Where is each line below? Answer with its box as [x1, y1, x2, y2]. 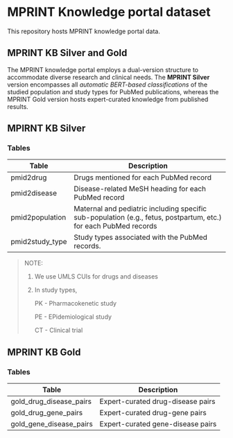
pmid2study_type [10, 237, 67, 247]
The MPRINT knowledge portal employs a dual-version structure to [7, 65, 199, 73]
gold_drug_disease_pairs [10, 396, 92, 406]
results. [7, 102, 29, 111]
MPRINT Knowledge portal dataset [7, 4, 212, 20]
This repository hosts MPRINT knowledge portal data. [7, 27, 161, 35]
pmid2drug [10, 173, 47, 182]
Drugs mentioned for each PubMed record [74, 173, 212, 182]
